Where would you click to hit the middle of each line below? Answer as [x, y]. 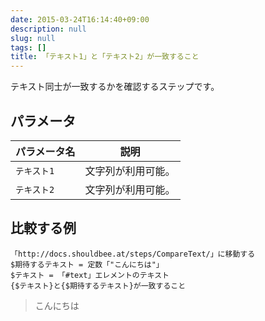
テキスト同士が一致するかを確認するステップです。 [115, 87]
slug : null [33, 38]
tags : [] [28, 47]
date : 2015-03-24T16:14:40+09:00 [80, 19]
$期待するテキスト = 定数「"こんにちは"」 [87, 264]
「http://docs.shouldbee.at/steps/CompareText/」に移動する [133, 254]
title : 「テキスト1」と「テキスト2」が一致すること [105, 57]
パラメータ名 [45, 151]
